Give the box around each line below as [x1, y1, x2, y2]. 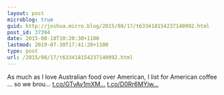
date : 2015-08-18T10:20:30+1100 [7, 35, 99, 42]
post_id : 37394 [7, 28, 51, 36]
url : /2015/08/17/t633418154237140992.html [7, 54, 134, 61]
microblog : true [7, 16, 53, 23]
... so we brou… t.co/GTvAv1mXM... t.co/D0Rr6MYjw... [7, 79, 159, 88]
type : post [7, 48, 38, 55]
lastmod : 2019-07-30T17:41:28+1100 [7, 41, 109, 48]
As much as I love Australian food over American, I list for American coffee [7, 73, 217, 81]
